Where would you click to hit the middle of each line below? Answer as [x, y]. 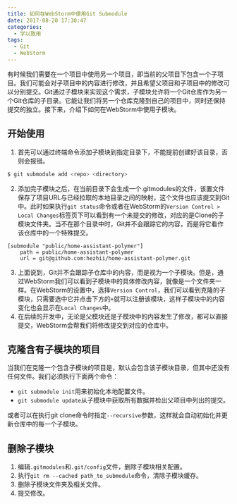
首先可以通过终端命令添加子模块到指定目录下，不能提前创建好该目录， [120, 152]
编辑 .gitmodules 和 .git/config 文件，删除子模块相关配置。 [102, 467]
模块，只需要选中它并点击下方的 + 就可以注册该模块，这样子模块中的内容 [121, 299]
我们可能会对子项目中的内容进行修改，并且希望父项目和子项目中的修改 [121, 82]
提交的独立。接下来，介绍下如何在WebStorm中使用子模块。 [94, 109]
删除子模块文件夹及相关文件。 [61, 484]
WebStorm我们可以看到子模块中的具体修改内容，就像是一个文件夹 [120, 281]
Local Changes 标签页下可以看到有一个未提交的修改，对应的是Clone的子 [121, 215]
